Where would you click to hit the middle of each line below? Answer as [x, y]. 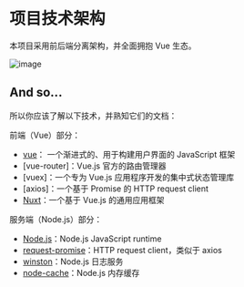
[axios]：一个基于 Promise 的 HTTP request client [116, 189]
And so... [36, 92]
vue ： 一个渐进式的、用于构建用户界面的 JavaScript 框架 [129, 154]
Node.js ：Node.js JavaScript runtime [92, 239]
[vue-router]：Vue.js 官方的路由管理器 [94, 166]
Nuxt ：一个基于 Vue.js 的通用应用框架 [93, 200]
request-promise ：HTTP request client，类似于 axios [122, 250]
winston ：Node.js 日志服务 [73, 261]
